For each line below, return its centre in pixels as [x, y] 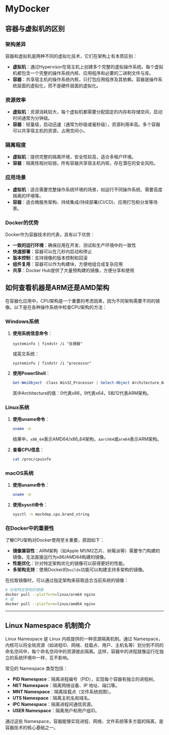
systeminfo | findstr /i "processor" [52, 363]
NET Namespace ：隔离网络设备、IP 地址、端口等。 [66, 685]
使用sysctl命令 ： [30, 505]
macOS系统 [20, 473]
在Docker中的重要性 [30, 528]
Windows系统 [22, 321]
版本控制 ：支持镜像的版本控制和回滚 [50, 258]
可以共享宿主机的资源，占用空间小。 [50, 131]
